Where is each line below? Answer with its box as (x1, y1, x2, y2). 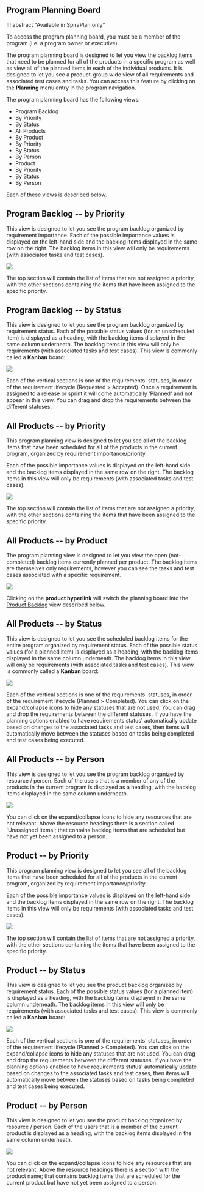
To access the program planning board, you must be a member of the (6, 33, 181, 40)
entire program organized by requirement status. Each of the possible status (6, 641, 198, 649)
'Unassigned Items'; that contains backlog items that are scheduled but (6, 826, 185, 833)
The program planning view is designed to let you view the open (6, 552, 167, 559)
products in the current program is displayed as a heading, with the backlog (6, 783, 197, 791)
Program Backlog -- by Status (6, 305, 122, 316)
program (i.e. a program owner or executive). (6, 39, 119, 47)
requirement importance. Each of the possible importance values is (6, 231, 175, 239)
